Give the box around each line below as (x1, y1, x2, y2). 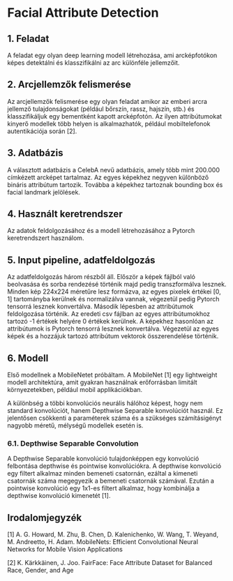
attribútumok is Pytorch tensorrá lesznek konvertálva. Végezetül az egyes (7, 324, 220, 333)
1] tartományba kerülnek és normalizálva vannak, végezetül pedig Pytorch (7, 295, 220, 303)
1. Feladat (7, 33, 50, 45)
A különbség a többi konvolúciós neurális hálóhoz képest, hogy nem (7, 399, 203, 407)
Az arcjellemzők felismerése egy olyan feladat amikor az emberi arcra (7, 97, 208, 105)
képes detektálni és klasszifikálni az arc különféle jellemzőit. (7, 59, 180, 67)
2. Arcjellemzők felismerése (7, 79, 131, 91)
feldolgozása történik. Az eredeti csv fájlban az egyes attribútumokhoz (7, 310, 211, 318)
